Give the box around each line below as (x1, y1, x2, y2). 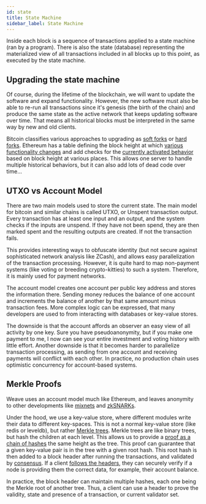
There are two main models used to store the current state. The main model (6, 202, 197, 209)
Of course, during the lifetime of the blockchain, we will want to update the (6, 91, 195, 98)
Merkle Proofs (6, 379, 62, 389)
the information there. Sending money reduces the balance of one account (6, 291, 195, 298)
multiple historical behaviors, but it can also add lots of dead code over (6, 161, 186, 169)
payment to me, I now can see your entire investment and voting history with (6, 335, 200, 342)
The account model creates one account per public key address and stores (6, 284, 196, 291)
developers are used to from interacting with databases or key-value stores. (6, 310, 198, 318)
